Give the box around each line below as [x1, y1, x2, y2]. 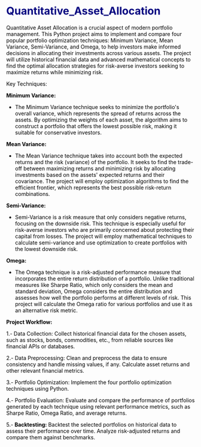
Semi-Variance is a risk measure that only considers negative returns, [14, 213, 187, 221]
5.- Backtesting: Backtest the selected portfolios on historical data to [6, 421, 177, 428]
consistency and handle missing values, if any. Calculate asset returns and [6, 361, 190, 368]
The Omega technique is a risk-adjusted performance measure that [14, 268, 181, 276]
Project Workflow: [6, 318, 53, 325]
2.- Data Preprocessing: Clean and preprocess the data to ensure [6, 354, 167, 361]
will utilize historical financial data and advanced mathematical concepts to [6, 56, 191, 63]
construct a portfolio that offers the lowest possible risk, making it [14, 122, 177, 129]
